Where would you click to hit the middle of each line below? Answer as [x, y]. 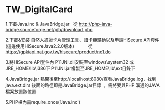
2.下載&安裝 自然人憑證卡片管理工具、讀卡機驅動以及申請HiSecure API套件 [82, 40]
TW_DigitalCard [39, 9]
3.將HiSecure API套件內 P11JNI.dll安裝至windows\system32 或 [70, 62]
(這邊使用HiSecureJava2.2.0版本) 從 [49, 46]
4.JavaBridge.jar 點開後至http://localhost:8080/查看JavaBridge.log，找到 [81, 79]
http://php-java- [95, 24]
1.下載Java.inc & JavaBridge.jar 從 [42, 24]
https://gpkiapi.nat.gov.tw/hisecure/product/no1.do [58, 52]
